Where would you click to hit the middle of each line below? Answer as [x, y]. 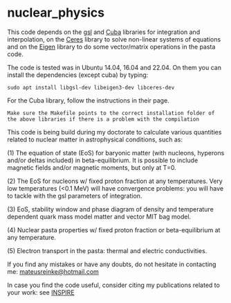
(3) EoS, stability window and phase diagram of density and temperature [111, 209]
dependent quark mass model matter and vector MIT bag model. [99, 216]
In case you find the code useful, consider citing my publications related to [113, 285]
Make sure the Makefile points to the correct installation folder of [111, 113]
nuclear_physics [56, 13]
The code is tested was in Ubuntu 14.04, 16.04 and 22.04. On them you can [114, 67]
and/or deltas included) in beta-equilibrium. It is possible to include [103, 160]
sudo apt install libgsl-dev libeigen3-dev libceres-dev [91, 87]
